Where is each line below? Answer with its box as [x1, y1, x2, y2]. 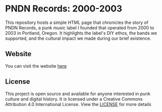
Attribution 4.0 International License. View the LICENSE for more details [5, 101, 152, 107]
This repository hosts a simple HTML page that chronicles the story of [5, 19, 149, 25]
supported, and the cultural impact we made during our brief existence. [5, 35, 152, 41]
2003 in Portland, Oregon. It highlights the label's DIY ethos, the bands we [5, 30, 158, 36]
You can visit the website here [5, 63, 67, 69]
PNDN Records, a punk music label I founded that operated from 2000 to [5, 24, 155, 30]
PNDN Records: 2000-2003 [5, 3, 123, 14]
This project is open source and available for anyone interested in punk [5, 91, 151, 97]
